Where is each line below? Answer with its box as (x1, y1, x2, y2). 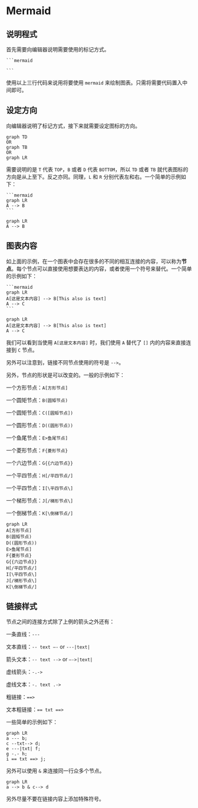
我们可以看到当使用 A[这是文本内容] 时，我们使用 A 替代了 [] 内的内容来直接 (6, 338, 186, 346)
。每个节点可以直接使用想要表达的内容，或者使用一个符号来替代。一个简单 (11, 265, 192, 272)
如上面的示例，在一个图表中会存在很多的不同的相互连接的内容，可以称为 (6, 258, 181, 265)
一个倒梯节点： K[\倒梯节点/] (6, 509, 74, 516)
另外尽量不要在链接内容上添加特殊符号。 (6, 796, 104, 803)
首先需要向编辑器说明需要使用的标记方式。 (6, 46, 110, 53)
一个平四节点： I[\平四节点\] (6, 484, 74, 491)
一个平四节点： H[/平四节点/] (6, 471, 74, 479)
